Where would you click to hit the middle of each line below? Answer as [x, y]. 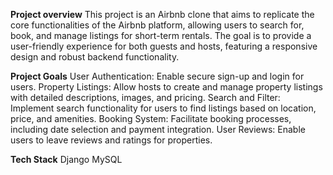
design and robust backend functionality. [95, 57]
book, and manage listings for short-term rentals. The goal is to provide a [161, 35]
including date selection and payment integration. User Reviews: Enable [158, 129]
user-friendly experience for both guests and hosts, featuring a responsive [164, 46]
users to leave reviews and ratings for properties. [111, 140]
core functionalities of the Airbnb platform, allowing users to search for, [157, 25]
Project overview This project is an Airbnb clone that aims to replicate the [162, 14]
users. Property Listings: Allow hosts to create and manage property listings [166, 87]
